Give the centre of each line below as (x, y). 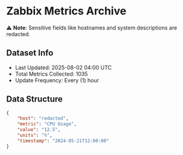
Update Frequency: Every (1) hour (57, 80)
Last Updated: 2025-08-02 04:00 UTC (63, 67)
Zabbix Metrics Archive (66, 11)
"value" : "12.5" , (39, 130)
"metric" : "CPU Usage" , (47, 124)
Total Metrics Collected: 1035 (51, 74)
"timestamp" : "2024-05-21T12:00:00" (63, 141)
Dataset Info (30, 53)
